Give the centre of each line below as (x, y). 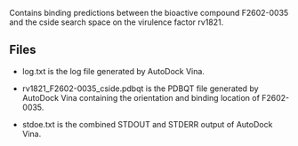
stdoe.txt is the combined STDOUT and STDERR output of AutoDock (147, 124)
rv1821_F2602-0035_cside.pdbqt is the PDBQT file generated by (141, 88)
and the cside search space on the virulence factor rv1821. (117, 22)
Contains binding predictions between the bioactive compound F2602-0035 (149, 13)
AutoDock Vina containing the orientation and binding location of (141, 97)
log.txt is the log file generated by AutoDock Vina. (113, 71)
